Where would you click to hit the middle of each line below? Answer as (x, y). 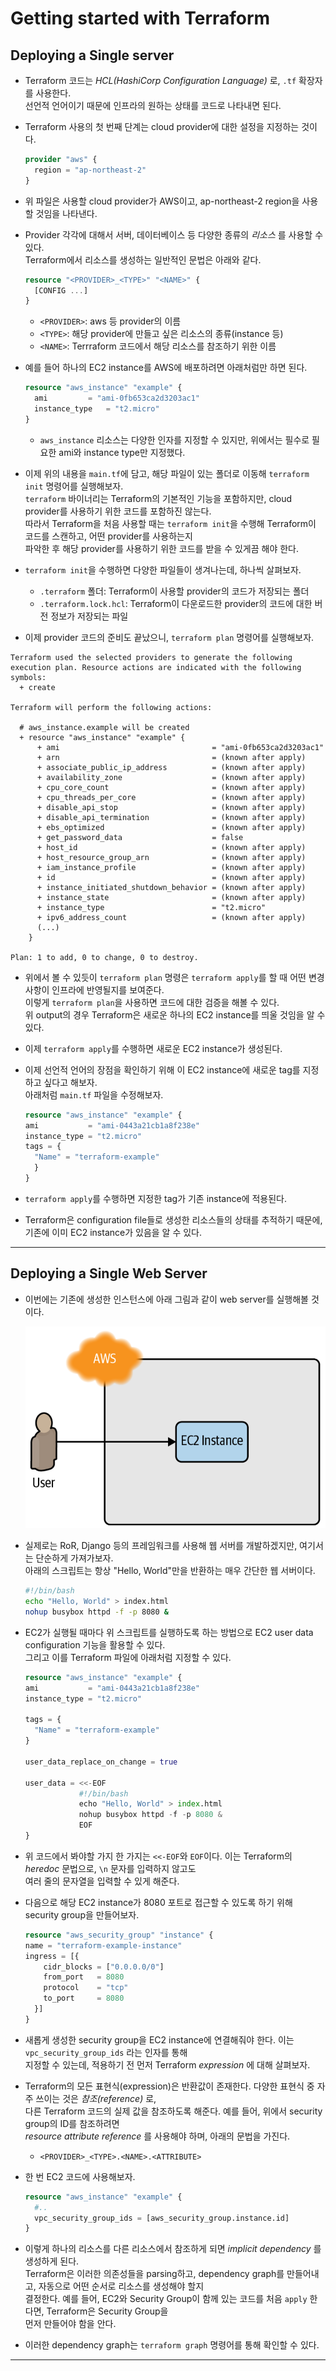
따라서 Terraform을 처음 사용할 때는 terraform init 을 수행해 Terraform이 (170, 523)
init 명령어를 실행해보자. (74, 486)
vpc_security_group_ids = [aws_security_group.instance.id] (162, 2218)
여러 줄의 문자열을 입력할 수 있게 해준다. (102, 1881)
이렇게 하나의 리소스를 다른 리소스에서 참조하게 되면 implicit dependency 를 (173, 2249)
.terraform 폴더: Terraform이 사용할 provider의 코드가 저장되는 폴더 (174, 591)
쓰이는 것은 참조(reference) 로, (96, 2098)
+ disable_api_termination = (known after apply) (171, 817)
